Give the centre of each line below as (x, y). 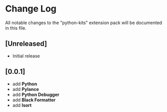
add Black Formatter (34, 100)
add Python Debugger (36, 94)
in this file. (16, 28)
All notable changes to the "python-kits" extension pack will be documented (84, 23)
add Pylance (25, 89)
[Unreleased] (26, 44)
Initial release (26, 56)
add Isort (22, 105)
